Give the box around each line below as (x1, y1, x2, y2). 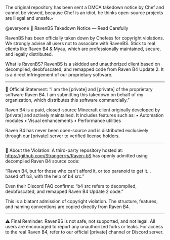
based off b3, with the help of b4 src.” (5, 173, 84, 179)
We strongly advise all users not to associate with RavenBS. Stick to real (5, 41, 156, 46)
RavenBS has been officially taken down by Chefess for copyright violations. (5, 35, 164, 41)
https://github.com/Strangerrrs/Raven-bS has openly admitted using (5, 153, 148, 158)
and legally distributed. (5, 51, 53, 57)
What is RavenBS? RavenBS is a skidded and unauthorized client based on (5, 61, 160, 67)
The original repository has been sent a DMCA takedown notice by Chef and (5, 5, 164, 10)
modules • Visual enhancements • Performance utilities (5, 117, 121, 124)
